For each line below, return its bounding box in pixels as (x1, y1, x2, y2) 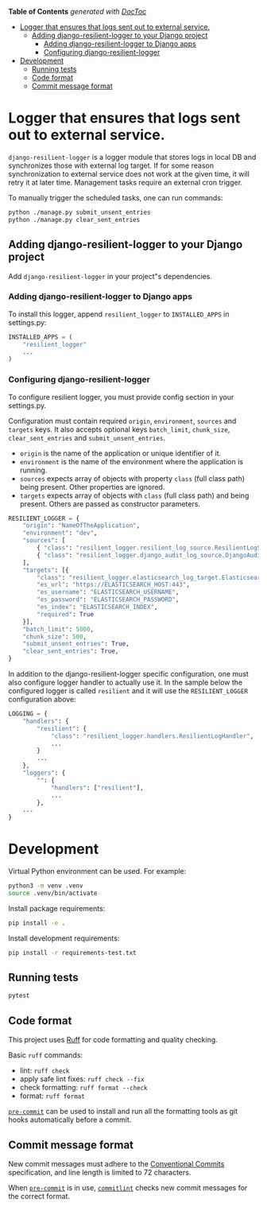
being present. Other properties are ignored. (19, 482, 165, 491)
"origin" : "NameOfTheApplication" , (22, 522, 141, 530)
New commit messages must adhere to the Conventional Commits (8, 1158, 225, 1168)
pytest (8, 992, 30, 1000)
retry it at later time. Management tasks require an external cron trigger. (8, 177, 243, 187)
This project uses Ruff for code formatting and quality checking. (8, 1035, 219, 1045)
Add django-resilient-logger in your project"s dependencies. (8, 271, 213, 281)
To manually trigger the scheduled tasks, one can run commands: (8, 192, 223, 202)
